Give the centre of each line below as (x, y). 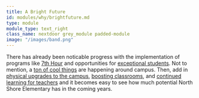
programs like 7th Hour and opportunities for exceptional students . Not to (97, 63)
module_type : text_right (37, 29)
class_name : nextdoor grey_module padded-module (68, 34)
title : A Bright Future (36, 12)
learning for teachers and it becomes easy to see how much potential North (99, 82)
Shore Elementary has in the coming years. (59, 89)
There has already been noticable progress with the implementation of (93, 57)
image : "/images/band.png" (40, 40)
